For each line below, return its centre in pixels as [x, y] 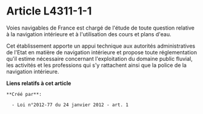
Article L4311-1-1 [49, 11]
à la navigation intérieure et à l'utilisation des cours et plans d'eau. [89, 34]
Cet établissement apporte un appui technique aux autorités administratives [101, 46]
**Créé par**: [24, 94]
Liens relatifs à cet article [39, 83]
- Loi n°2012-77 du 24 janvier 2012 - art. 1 [70, 105]
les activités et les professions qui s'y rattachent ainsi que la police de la [96, 65]
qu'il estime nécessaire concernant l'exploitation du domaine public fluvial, [99, 59]
